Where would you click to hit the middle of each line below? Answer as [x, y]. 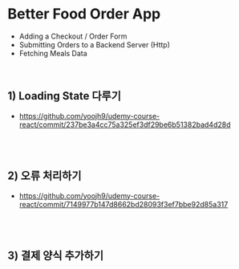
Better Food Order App [84, 14]
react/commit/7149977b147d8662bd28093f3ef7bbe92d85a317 [124, 204]
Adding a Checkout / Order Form [73, 36]
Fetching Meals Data [53, 53]
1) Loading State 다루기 [65, 96]
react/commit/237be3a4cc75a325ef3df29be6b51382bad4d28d [125, 124]
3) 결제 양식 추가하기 [55, 255]
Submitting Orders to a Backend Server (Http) [94, 44]
